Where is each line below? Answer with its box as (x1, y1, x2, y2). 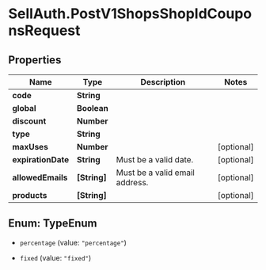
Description (140, 77, 186, 87)
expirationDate (12, 154, 70, 165)
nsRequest (8, 21, 81, 40)
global (12, 103, 37, 113)
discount (12, 116, 47, 127)
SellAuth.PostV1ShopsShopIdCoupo (8, 5, 253, 23)
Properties (8, 53, 62, 67)
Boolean (76, 103, 109, 113)
